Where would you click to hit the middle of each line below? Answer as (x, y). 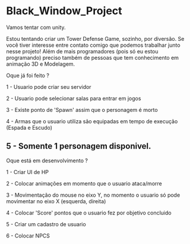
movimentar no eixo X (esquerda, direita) (56, 201)
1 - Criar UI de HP (28, 172)
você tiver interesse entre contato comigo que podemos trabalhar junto (93, 45)
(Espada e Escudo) (29, 127)
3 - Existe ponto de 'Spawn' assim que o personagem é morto (82, 110)
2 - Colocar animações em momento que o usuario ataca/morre (84, 183)
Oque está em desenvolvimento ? (47, 160)
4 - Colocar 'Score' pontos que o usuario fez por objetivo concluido (89, 213)
